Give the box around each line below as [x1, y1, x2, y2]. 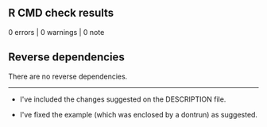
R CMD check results [8, 6, 114, 20]
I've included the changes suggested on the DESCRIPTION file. [19, 94, 226, 104]
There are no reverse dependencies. [8, 71, 128, 81]
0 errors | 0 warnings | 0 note [8, 27, 105, 37]
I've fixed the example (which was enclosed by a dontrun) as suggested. [19, 110, 258, 119]
